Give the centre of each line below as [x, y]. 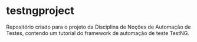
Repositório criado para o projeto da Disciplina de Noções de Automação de [98, 27]
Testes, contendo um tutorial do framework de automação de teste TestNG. [98, 33]
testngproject [40, 11]
